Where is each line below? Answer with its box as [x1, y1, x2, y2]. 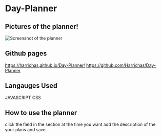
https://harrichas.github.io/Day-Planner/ [5, 62, 85, 68]
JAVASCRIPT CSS [5, 95, 41, 100]
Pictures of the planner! [5, 22, 79, 31]
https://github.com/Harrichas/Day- [86, 62, 156, 68]
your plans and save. [5, 127, 47, 133]
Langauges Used [5, 81, 58, 90]
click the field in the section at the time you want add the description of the [5, 121, 156, 127]
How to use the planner [5, 109, 77, 117]
